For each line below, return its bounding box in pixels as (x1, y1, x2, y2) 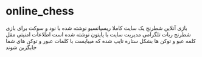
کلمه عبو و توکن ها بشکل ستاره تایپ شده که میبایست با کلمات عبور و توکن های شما (5, 37, 196, 44)
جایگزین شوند (5, 44, 37, 51)
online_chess (5, 4, 74, 18)
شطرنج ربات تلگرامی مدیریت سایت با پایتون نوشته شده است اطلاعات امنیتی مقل (5, 30, 191, 38)
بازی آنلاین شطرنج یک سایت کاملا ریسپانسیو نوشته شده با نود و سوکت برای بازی (5, 24, 187, 32)
